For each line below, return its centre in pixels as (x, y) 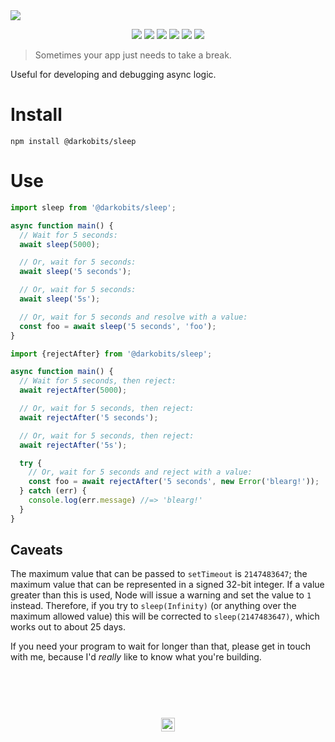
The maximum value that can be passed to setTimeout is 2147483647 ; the (159, 574)
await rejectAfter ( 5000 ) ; (73, 390)
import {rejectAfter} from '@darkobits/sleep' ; (111, 354)
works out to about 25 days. (68, 627)
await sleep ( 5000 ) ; (60, 244)
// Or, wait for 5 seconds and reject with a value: (140, 472)
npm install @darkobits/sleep (73, 141)
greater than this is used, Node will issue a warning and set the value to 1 (161, 595)
